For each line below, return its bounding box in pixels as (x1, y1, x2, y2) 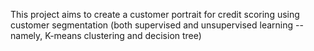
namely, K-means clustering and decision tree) (10, 30, 202, 41)
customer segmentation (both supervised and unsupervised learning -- (10, 19, 304, 31)
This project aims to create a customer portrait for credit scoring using (10, 9, 300, 20)
